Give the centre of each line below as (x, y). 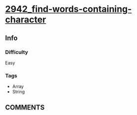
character (25, 20)
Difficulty (17, 52)
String (19, 92)
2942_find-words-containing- (68, 9)
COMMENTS (25, 107)
